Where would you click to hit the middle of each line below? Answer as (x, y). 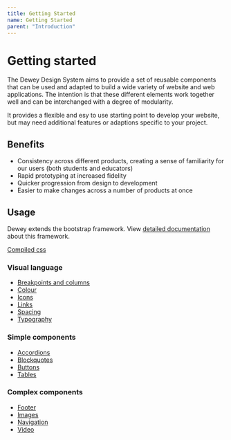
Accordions (34, 352)
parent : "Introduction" (41, 26)
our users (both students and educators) (75, 168)
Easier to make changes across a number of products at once (105, 190)
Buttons (28, 367)
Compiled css (27, 249)
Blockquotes (35, 360)
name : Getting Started (40, 20)
